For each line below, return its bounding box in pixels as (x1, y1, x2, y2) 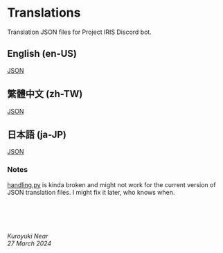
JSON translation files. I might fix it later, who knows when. (7, 188, 175, 196)
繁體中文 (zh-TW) (7, 88, 83, 100)
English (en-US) (7, 48, 78, 60)
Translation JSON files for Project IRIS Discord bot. (7, 28, 152, 36)
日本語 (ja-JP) (7, 128, 67, 140)
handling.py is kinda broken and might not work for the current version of (7, 180, 216, 189)
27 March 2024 (7, 239, 52, 247)
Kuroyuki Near (7, 232, 48, 241)
